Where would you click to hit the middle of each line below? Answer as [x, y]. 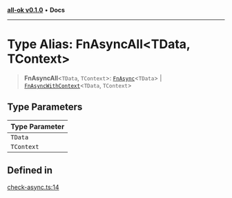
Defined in [30, 171]
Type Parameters [45, 107]
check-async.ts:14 [33, 187]
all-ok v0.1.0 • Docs [36, 10]
